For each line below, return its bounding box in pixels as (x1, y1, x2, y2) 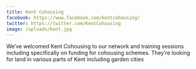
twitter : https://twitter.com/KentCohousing (6, 20, 121, 26)
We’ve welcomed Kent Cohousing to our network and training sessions (6, 43, 184, 50)
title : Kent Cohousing (6, 9, 64, 15)
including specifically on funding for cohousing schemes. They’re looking (6, 49, 191, 57)
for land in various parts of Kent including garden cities (6, 56, 144, 63)
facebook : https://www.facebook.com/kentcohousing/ (6, 15, 140, 21)
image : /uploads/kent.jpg (6, 26, 72, 32)
